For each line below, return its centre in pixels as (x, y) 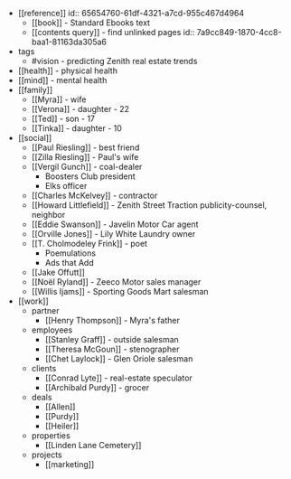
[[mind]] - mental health (62, 80)
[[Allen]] (60, 407)
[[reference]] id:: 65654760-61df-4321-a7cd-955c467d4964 (131, 13)
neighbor (48, 215)
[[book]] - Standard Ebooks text (91, 23)
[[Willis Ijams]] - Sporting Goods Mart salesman (120, 291)
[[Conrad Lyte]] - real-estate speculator (118, 378)
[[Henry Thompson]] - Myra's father (113, 320)
